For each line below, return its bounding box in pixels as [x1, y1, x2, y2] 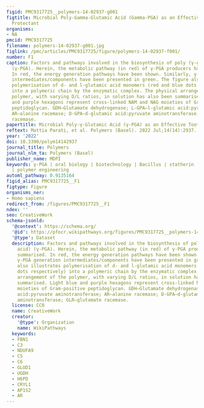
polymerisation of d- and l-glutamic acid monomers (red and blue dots [12, 83, 197, 89]
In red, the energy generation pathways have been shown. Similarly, [12, 71, 191, 77]
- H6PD [12, 376, 29, 382]
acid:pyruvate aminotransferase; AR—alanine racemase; [17, 291, 159, 297]
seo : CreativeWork [6, 212, 53, 219]
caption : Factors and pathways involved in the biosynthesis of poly [6, 59, 186, 66]
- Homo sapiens [6, 195, 45, 201]
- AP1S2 [12, 387, 32, 393]
